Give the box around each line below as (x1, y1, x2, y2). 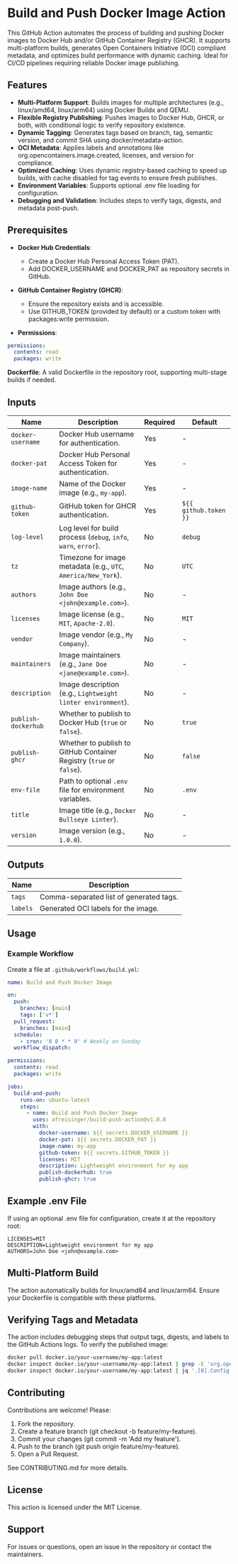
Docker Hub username (59, 430, 135, 439)
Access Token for (59, 459, 118, 468)
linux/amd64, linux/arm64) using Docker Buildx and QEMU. (17, 105, 190, 114)
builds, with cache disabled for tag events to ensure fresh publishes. (17, 173, 217, 182)
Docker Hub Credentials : (17, 243, 92, 251)
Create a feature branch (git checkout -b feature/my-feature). (17, 1427, 197, 1436)
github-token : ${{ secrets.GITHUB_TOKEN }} (38, 1149, 170, 1156)
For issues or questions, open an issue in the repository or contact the (7, 1542, 212, 1551)
